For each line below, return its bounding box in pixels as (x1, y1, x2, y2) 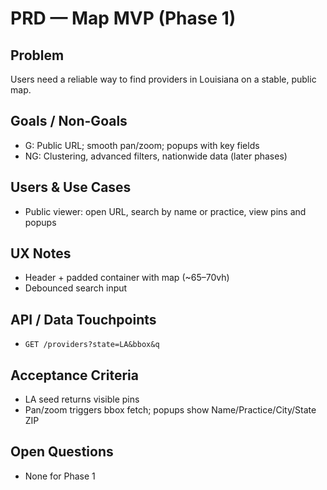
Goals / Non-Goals (10, 113, 128, 130)
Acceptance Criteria (10, 367, 139, 384)
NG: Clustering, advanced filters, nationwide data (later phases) (24, 150, 288, 162)
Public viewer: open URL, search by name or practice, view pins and (24, 205, 307, 217)
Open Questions (10, 443, 114, 461)
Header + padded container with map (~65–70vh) (24, 272, 230, 284)
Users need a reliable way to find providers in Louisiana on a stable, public (10, 73, 317, 85)
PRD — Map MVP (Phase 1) (10, 7, 237, 30)
